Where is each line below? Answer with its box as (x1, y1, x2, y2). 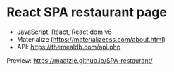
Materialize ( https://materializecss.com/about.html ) (16, 35, 166, 43)
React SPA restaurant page (6, 4, 167, 20)
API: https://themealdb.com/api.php (16, 42, 121, 51)
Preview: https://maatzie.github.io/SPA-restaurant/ (6, 56, 153, 64)
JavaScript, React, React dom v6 (16, 28, 112, 36)
